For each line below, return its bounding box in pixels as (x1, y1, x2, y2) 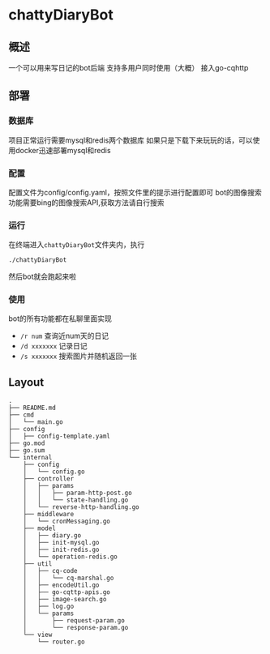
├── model (23, 524, 57, 532)
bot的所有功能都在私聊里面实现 (8, 314, 112, 323)
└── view (23, 630, 53, 639)
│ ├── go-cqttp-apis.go (23, 588, 111, 596)
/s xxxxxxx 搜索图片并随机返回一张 (19, 351, 138, 361)
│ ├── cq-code (23, 567, 79, 575)
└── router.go (37, 638, 85, 646)
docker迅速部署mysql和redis (15, 145, 111, 155)
